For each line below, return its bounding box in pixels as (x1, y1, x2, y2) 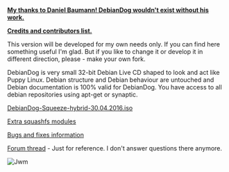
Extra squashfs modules (7, 117, 76, 126)
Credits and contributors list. (7, 27, 92, 35)
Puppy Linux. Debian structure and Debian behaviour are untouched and (7, 76, 214, 84)
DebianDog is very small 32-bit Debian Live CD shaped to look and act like (7, 69, 220, 76)
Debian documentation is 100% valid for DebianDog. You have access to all (7, 83, 222, 91)
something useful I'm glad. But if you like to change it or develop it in (7, 48, 203, 55)
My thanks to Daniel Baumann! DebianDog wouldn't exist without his (7, 6, 210, 14)
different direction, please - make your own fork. (7, 55, 146, 63)
